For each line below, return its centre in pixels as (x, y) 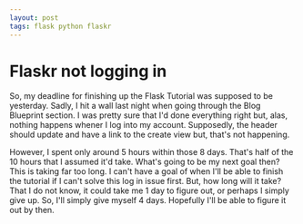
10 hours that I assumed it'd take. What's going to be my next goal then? (145, 162)
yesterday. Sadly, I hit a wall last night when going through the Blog (135, 106)
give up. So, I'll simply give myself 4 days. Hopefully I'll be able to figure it (148, 200)
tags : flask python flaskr (61, 26)
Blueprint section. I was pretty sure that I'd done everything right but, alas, (149, 115)
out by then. (32, 210)
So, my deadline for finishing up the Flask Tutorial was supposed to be (141, 96)
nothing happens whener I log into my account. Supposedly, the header (143, 125)
